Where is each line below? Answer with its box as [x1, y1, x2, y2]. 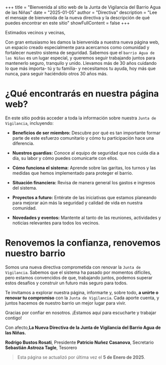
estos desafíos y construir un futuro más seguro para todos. [5, 280, 128, 286]
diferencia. [12, 140, 35, 146]
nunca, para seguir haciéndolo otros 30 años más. [5, 71, 108, 76]
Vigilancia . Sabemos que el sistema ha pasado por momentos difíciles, [5, 269, 152, 275]
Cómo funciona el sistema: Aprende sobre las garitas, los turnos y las [12, 164, 156, 170]
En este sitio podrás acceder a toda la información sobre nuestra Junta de [5, 115, 156, 121]
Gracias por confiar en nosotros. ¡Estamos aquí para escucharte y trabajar [5, 310, 157, 315]
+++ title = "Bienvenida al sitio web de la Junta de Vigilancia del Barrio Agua [5, 4, 161, 10]
